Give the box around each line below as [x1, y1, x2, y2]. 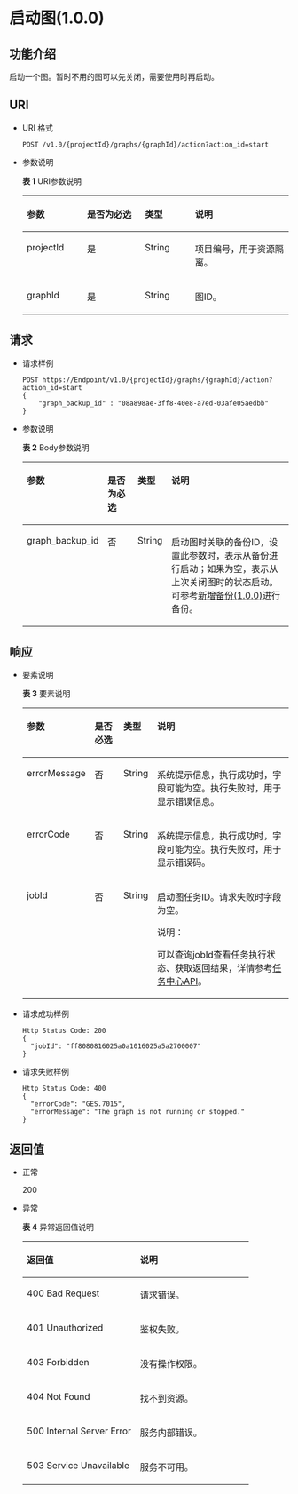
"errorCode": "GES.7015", [30, 1100, 126, 1109]
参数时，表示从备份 [189, 549, 270, 561]
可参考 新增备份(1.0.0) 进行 [171, 589, 281, 601]
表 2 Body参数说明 [21, 441, 90, 453]
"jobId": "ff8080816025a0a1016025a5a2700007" [30, 1042, 201, 1051]
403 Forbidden [26, 1356, 90, 1369]
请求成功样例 [21, 1009, 69, 1020]
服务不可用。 [139, 1461, 193, 1474]
